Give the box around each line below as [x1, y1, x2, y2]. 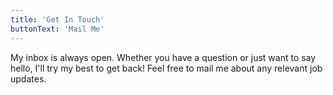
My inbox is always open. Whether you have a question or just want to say [10, 51, 317, 63]
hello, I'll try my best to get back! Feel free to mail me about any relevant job [10, 62, 323, 74]
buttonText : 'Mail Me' [10, 24, 105, 34]
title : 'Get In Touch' [10, 14, 105, 25]
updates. [10, 72, 47, 85]
